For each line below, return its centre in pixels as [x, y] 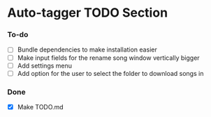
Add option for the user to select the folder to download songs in [110, 73]
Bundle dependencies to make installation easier [87, 49]
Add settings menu [44, 65]
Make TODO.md [41, 107]
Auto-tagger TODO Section [88, 13]
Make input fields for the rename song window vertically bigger [109, 58]
